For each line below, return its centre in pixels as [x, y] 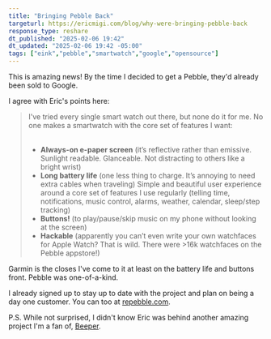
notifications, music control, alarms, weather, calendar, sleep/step [150, 201]
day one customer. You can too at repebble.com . [90, 302]
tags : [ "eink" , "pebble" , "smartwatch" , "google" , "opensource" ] [114, 54]
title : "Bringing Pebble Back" [61, 16]
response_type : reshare [49, 31]
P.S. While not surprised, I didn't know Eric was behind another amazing [129, 318]
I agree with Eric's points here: [59, 101]
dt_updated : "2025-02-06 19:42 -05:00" [76, 46]
